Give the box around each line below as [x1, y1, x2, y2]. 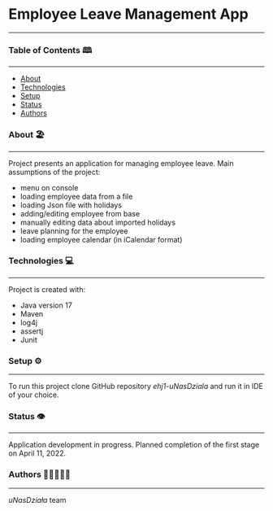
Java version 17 [19, 300, 73, 310]
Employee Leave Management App [8, 5, 249, 24]
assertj [19, 326, 44, 336]
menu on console [19, 182, 79, 192]
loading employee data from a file [19, 191, 133, 201]
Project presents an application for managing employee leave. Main [8, 158, 234, 168]
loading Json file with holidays [19, 200, 122, 210]
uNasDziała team [8, 495, 67, 504]
